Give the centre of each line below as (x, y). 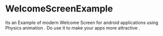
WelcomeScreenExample (59, 9)
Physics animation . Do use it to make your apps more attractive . (73, 27)
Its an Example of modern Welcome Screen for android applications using (82, 22)
